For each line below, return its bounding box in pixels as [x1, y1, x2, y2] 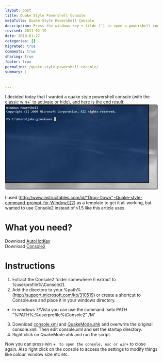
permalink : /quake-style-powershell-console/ [5, 64, 98, 69]
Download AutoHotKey [5, 238, 51, 244]
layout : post [5, 8, 32, 13]
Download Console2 [5, 243, 46, 249]
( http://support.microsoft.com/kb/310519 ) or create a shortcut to [12, 292, 141, 298]
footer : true [5, 59, 32, 64]
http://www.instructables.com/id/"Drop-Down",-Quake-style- [20, 194, 143, 200]
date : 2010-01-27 [5, 34, 40, 38]
